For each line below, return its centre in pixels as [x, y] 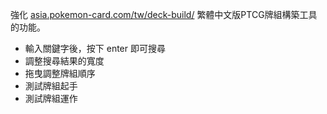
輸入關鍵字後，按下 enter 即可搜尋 [95, 48]
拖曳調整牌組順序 [60, 73]
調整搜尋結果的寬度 [64, 61]
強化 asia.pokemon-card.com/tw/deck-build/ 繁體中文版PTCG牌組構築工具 [164, 14]
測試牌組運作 [51, 98]
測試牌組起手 [51, 86]
